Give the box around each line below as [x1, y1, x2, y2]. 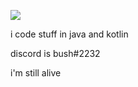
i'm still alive [10, 67, 62, 79]
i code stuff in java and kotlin [10, 28, 129, 40]
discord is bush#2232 [10, 48, 101, 59]
